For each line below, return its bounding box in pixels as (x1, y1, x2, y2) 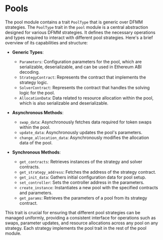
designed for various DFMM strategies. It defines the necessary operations (5, 29, 156, 35)
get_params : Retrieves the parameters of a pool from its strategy (19, 195, 147, 200)
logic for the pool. (19, 90, 55, 96)
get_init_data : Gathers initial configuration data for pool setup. (19, 174, 146, 180)
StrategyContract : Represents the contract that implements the (19, 74, 146, 80)
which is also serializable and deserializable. (19, 100, 109, 106)
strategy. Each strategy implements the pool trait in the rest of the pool (5, 225, 147, 231)
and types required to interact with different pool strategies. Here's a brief (5, 35, 153, 40)
